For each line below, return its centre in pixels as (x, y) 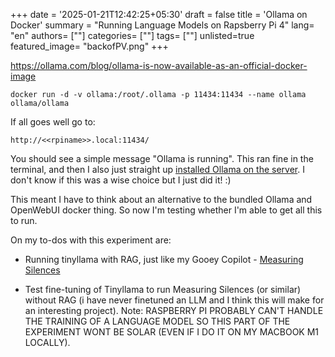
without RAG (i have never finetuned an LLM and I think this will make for (174, 300)
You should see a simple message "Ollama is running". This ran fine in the (162, 158)
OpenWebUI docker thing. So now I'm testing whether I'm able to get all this (166, 210)
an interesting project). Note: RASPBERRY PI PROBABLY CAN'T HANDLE (174, 310)
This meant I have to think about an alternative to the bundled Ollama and (161, 199)
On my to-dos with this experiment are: (91, 240)
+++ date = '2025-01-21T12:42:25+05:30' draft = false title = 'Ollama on (159, 14)
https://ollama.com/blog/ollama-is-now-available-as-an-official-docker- (159, 65)
